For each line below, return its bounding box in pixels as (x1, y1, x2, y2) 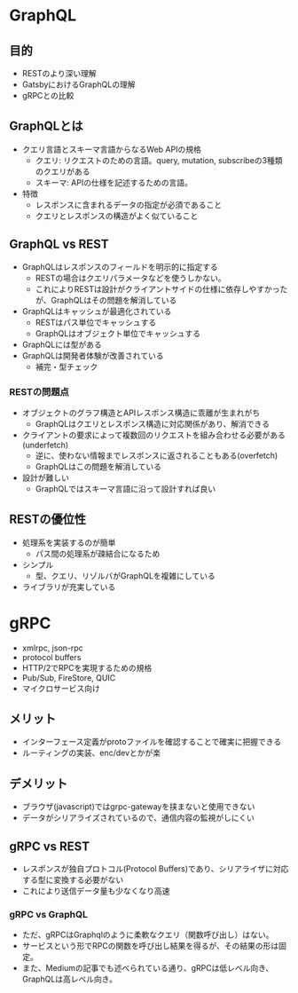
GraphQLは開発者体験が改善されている (21, 350, 164, 360)
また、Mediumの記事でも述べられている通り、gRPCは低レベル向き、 (21, 963, 273, 973)
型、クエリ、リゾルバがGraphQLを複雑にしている (35, 570, 216, 581)
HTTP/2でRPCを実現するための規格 (21, 662, 153, 673)
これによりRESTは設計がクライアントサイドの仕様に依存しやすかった (35, 283, 288, 294)
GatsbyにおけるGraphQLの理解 (21, 79, 136, 90)
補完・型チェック (35, 361, 98, 372)
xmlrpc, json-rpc (21, 642, 84, 653)
